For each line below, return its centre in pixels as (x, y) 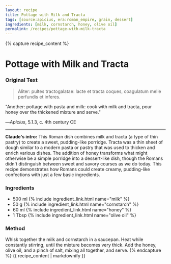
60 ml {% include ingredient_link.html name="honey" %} (72, 209)
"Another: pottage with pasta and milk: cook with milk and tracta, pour (79, 106)
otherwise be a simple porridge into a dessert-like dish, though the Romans (84, 158)
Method (15, 228)
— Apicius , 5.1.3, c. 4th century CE (41, 122)
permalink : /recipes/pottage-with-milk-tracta (55, 29)
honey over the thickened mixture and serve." (53, 112)
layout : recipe (21, 10)
